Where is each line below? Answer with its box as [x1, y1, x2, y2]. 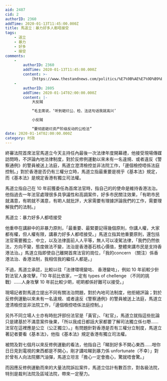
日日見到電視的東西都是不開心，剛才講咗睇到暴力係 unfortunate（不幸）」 [5, 348, 155, 354]
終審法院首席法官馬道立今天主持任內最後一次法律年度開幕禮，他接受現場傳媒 [5, 150, 162, 156]
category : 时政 [5, 135, 35, 140]
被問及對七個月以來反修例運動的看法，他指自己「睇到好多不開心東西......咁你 [5, 341, 161, 347]
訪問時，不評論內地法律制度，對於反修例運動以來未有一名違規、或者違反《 [5, 156, 158, 162]
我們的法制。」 [9, 204, 38, 210]
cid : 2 [5, 12, 19, 17]
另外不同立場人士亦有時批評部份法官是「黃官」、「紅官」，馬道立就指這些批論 [5, 312, 160, 318]
